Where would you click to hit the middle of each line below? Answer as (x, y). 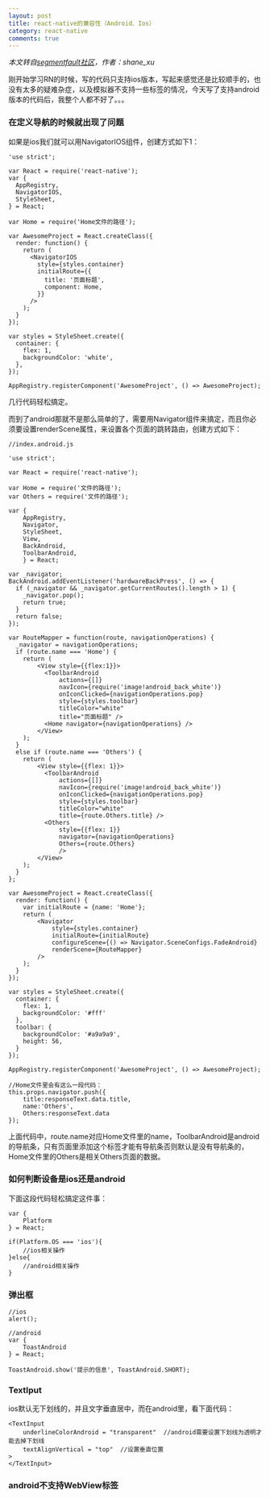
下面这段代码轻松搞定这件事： (58, 1198)
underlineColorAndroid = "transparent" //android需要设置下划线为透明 (139, 1433)
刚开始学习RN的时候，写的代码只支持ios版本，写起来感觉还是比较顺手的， (131, 79)
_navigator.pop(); (54, 595)
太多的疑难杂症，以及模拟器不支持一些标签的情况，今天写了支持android (141, 89)
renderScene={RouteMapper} (97, 949)
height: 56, (43, 1041)
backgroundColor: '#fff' (64, 1013)
